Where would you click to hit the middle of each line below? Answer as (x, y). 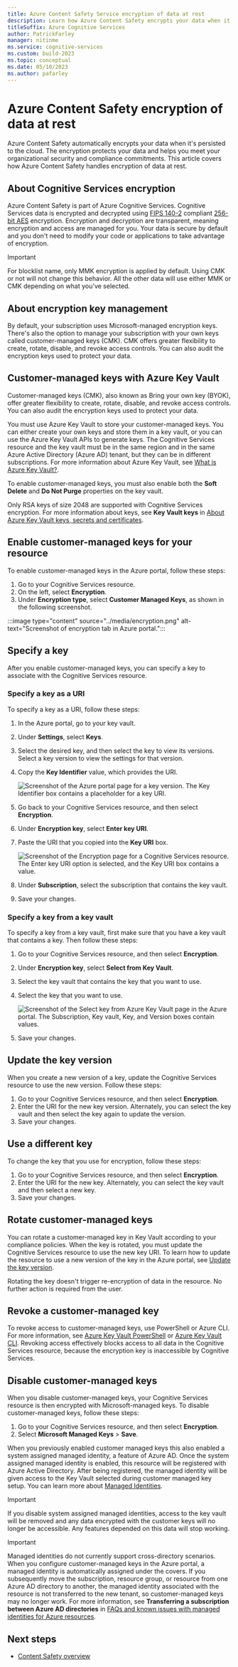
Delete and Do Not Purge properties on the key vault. (85, 491)
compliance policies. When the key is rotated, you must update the (105, 1244)
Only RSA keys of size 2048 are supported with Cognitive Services (105, 504)
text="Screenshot (33, 628)
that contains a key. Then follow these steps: (73, 941)
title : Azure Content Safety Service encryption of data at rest (106, 14)
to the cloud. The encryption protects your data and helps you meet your (114, 151)
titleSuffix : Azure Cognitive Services (66, 27)
